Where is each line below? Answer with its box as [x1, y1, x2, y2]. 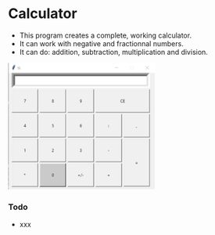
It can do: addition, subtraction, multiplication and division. [19, 47, 209, 56]
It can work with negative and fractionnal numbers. [19, 38, 184, 48]
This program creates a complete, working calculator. [19, 31, 192, 40]
